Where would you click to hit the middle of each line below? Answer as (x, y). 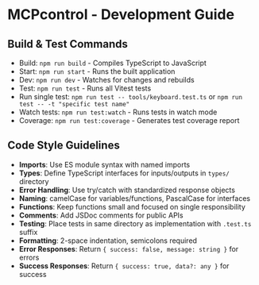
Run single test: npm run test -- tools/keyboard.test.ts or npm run (131, 96)
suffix (28, 232)
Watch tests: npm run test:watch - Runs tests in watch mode (118, 112)
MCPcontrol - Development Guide (121, 15)
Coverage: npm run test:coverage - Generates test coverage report (129, 120)
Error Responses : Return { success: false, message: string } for (129, 248)
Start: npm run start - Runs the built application (97, 71)
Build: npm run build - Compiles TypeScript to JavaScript (113, 63)
